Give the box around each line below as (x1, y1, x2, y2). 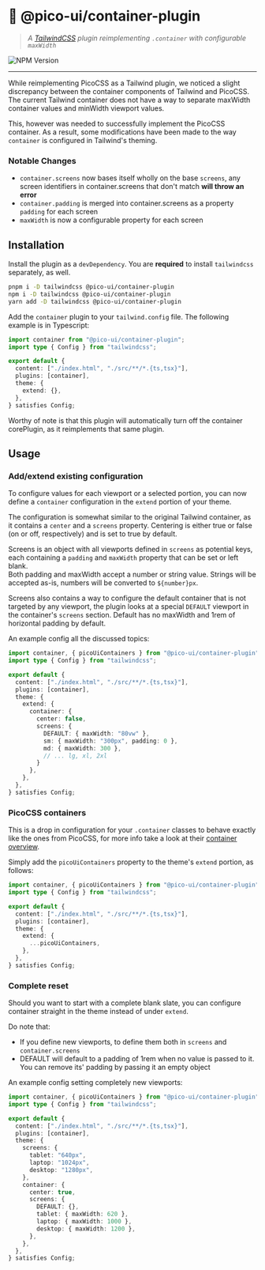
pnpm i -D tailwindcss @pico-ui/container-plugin (8, 283, 175, 291)
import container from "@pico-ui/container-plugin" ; (8, 335, 185, 343)
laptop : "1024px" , (28, 1158, 90, 1167)
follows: (8, 866, 34, 875)
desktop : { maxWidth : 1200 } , (36, 1225, 136, 1233)
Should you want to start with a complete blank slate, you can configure (8, 998, 242, 1007)
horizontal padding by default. (8, 618, 106, 628)
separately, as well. (8, 268, 71, 278)
